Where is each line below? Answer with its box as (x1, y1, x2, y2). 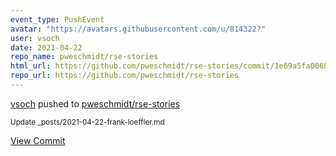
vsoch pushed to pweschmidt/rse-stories (10, 97, 181, 110)
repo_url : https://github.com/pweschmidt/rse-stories (10, 71, 240, 81)
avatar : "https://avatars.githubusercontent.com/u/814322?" (10, 24, 267, 34)
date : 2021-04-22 (10, 42, 83, 53)
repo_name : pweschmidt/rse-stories (10, 52, 159, 62)
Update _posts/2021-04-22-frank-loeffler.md (10, 117, 165, 127)
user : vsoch (10, 33, 60, 43)
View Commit (10, 134, 66, 146)
